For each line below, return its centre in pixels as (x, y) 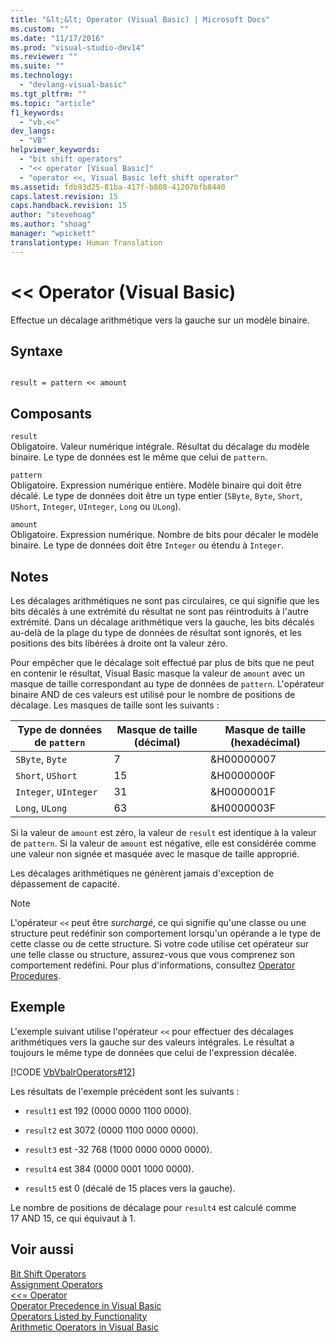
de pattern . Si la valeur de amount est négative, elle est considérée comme (163, 843)
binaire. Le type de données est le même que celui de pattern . (139, 457)
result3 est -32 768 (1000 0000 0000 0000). (118, 1149)
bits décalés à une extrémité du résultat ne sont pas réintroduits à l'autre (159, 611)
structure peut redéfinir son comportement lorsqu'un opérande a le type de (165, 933)
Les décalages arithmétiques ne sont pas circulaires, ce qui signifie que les (165, 600)
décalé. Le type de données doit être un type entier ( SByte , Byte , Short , (156, 496)
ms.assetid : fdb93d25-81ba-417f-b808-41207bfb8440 (118, 187)
